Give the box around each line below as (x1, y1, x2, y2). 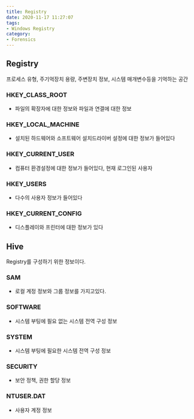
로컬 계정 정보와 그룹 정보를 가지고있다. (14, 288, 107, 295)
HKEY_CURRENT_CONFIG (6, 209, 82, 217)
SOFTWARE (6, 303, 41, 311)
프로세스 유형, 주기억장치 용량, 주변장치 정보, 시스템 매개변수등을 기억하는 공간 (6, 75, 189, 83)
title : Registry (6, 8, 47, 15)
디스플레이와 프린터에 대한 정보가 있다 (14, 224, 104, 231)
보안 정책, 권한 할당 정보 (14, 377, 71, 384)
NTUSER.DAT (6, 392, 46, 400)
